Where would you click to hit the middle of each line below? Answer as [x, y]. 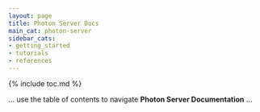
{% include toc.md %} [45, 83]
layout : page [30, 16]
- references [30, 61]
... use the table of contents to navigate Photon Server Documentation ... [130, 99]
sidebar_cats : [32, 38]
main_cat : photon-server [50, 31]
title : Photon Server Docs [54, 23]
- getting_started [39, 46]
